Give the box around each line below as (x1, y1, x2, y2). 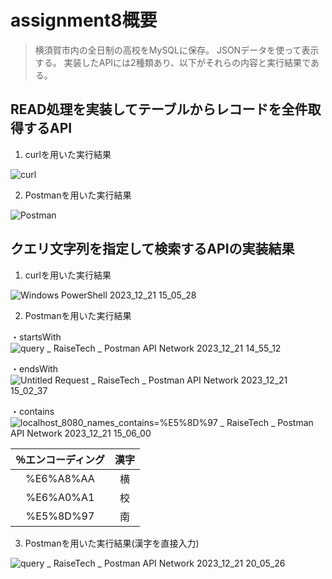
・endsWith (10, 362, 58, 375)
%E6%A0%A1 (25, 490, 95, 504)
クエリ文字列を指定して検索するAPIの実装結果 (10, 241, 295, 258)
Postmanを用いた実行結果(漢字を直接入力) (24, 537, 200, 549)
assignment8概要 (10, 9, 158, 32)
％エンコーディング (15, 452, 105, 466)
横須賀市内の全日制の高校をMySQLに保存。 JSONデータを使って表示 (34, 44, 320, 56)
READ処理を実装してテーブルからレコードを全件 (10, 101, 308, 118)
